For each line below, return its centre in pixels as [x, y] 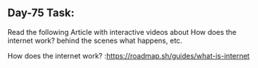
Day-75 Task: [41, 13]
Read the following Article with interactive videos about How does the [122, 32]
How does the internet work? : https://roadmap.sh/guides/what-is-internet [129, 55]
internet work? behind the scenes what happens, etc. [95, 40]
